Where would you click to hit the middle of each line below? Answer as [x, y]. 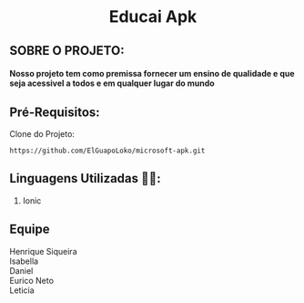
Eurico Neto [32, 280]
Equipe [30, 230]
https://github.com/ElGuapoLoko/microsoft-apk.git [107, 151]
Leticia [22, 290]
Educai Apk [153, 17]
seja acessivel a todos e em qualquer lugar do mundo [112, 83]
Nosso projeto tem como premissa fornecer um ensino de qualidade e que [152, 74]
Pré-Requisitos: [55, 112]
